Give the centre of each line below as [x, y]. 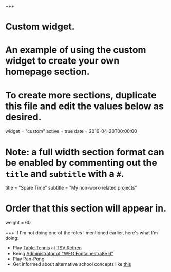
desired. [23, 117]
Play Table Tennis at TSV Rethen [47, 248]
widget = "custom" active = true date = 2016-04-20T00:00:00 [71, 131]
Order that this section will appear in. [86, 208]
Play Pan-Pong [28, 259]
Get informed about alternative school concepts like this [72, 264]
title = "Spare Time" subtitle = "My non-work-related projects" [71, 188]
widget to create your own [62, 61]
